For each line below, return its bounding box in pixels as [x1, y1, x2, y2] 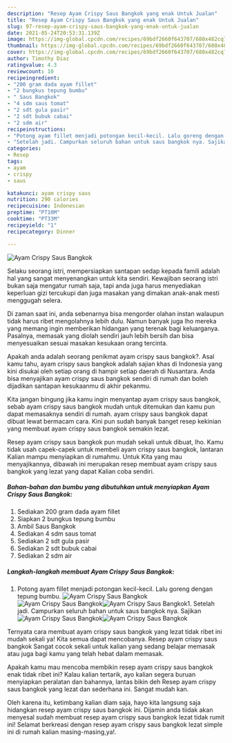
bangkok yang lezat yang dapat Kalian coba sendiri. [7, 467, 155, 476]
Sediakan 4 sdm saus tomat [17, 529, 97, 538]
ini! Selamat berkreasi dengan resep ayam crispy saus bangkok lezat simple [7, 720, 223, 729]
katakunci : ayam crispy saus [7, 189, 91, 197]
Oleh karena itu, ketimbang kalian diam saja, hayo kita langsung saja [7, 699, 201, 707]
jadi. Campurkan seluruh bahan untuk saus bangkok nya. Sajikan [17, 607, 202, 615]
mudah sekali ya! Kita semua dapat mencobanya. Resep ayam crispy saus [7, 635, 217, 643]
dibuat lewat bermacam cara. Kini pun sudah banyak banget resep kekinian [7, 417, 222, 425]
